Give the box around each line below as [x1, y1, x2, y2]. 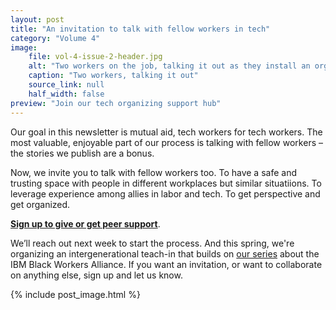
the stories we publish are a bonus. [10, 147, 155, 159]
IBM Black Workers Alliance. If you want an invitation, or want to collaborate [10, 258, 323, 270]
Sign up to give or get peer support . [10, 217, 161, 230]
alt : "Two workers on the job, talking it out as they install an [28, 61, 311, 71]
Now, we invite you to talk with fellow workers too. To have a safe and [10, 166, 297, 178]
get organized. [10, 198, 71, 210]
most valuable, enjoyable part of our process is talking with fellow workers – [10, 136, 323, 148]
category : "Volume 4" [10, 33, 101, 43]
